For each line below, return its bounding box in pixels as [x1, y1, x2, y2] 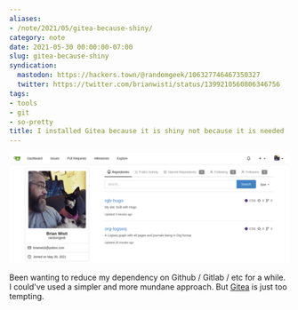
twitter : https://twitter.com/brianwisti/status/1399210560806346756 [17, 80, 280, 89]
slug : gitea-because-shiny [9, 52, 109, 61]
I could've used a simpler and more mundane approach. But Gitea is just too [9, 281, 287, 292]
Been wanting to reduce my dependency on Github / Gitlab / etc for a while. [9, 272, 286, 282]
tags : [9, 89, 29, 98]
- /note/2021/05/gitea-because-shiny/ [9, 23, 153, 33]
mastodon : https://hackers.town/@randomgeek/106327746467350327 [17, 71, 261, 80]
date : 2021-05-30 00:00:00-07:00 [9, 43, 133, 52]
